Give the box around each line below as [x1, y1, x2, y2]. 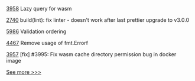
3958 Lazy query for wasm [6, 5, 72, 12]
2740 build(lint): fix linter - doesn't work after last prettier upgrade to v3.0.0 [6, 17, 190, 23]
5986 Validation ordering [6, 28, 67, 35]
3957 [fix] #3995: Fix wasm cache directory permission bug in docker [6, 51, 177, 58]
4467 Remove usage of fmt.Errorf [6, 40, 89, 46]
